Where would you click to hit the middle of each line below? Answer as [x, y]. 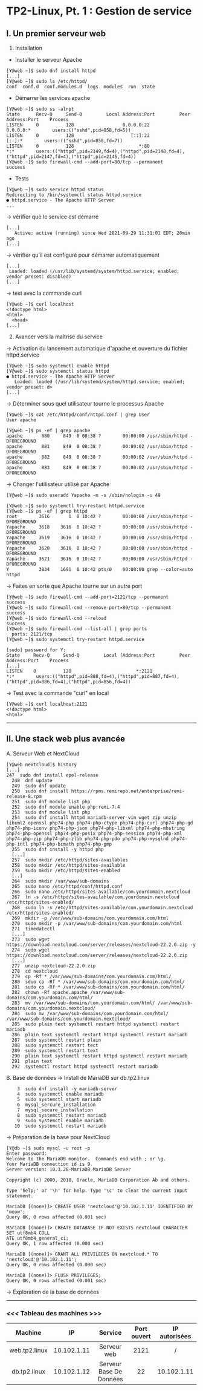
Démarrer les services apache [53, 98]
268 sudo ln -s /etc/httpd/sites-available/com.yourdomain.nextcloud [102, 907]
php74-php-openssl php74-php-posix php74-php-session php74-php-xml [94, 834]
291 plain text [32, 1061]
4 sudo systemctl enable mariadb [60, 1094]
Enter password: [27, 1153]
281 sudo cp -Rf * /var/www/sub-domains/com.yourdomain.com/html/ [98, 987]
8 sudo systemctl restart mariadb [62, 1115]
